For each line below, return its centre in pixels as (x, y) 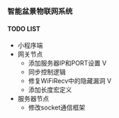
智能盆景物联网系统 (40, 11)
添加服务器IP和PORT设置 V (67, 63)
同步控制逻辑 (47, 72)
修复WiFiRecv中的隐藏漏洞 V (70, 81)
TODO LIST (24, 28)
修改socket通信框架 (57, 107)
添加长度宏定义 (50, 90)
